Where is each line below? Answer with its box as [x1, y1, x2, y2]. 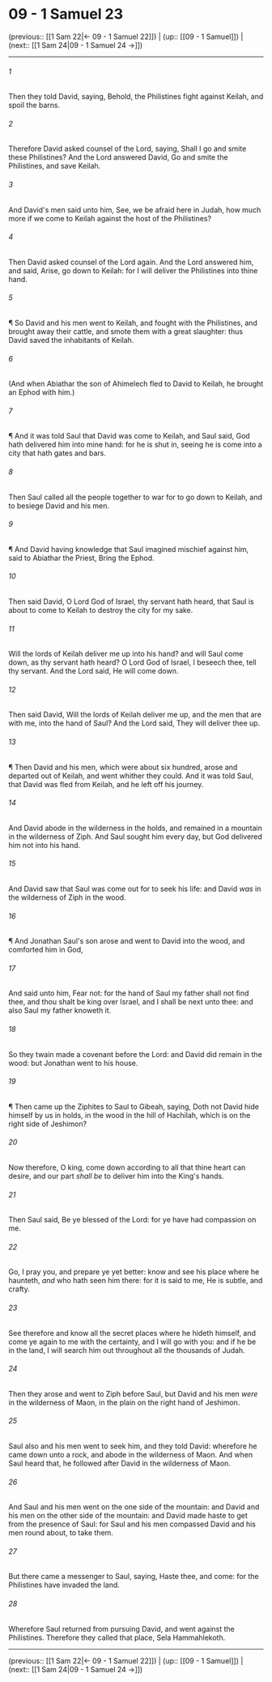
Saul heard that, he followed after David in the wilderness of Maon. [8, 1458, 231, 1468]
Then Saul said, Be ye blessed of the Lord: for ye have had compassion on [8, 1215, 257, 1225]
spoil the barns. [8, 101, 61, 110]
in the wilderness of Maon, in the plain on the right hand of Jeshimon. [8, 1397, 240, 1407]
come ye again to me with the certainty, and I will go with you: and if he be [8, 1337, 257, 1346]
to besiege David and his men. [8, 500, 110, 511]
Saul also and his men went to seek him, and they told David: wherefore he [8, 1441, 257, 1451]
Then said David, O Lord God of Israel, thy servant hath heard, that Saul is [8, 597, 254, 606]
